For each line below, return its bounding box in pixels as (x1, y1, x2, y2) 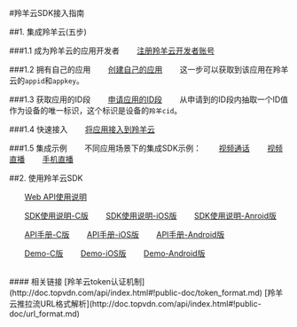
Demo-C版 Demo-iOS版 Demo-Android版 (24, 248, 206, 259)
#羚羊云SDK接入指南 (9, 8, 85, 18)
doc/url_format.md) (9, 308, 80, 319)
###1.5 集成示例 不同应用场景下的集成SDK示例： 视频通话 (9, 143, 250, 153)
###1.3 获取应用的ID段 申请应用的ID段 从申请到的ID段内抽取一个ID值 (9, 94, 289, 105)
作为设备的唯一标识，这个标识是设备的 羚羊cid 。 (9, 105, 183, 115)
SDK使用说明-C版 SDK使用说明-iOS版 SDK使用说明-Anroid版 (24, 211, 277, 221)
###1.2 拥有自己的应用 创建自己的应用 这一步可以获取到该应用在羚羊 (9, 65, 289, 74)
